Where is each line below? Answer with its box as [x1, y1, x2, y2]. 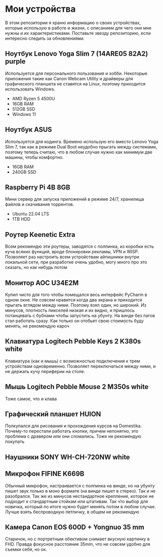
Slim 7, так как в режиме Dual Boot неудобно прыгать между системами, [5, 144, 158, 149]
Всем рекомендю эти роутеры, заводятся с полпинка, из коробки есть [5, 243, 154, 249]
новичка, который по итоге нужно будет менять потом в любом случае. [5, 503, 156, 509]
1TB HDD [12, 216, 31, 222]
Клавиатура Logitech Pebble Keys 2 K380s [5, 337, 141, 346]
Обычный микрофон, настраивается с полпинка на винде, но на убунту [5, 483, 155, 489]
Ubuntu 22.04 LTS [12, 211, 49, 217]
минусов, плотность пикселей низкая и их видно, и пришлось [5, 307, 135, 313]
